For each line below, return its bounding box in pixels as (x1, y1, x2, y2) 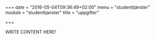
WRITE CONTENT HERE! (5, 29, 57, 34)
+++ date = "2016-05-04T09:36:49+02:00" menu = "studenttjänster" (5, 4, 150, 10)
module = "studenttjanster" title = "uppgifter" (5, 9, 99, 15)
